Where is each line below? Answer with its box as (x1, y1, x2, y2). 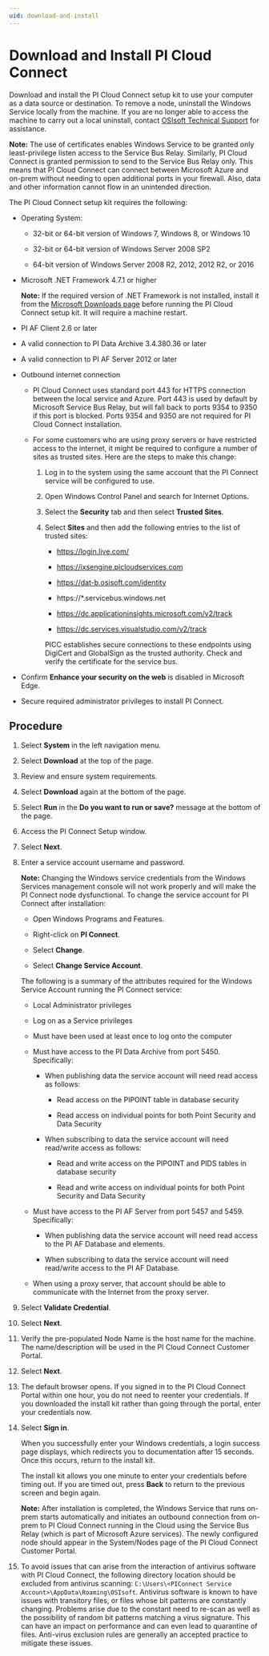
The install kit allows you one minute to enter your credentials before (20, 1471, 247, 1481)
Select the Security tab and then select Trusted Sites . (44, 506, 224, 517)
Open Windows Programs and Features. (32, 914, 165, 924)
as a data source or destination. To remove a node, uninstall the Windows (9, 98, 251, 108)
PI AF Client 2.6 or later (20, 323, 98, 332)
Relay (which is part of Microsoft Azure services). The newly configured (20, 1529, 259, 1539)
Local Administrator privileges (32, 1001, 132, 1010)
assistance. (9, 123, 47, 133)
